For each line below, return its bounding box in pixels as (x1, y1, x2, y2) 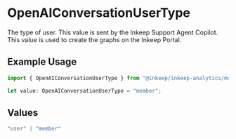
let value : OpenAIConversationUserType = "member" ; (7, 87, 162, 94)
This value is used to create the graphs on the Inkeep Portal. (7, 35, 182, 44)
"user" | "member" (7, 125, 61, 133)
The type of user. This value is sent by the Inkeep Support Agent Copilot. (7, 28, 218, 37)
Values (7, 107, 39, 119)
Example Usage (7, 56, 77, 68)
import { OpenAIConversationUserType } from (7, 74, 140, 81)
